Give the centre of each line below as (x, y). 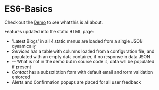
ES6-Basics (28, 9)
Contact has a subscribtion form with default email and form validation (82, 72)
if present (21, 67)
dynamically (24, 46)
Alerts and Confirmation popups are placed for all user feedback (76, 82)
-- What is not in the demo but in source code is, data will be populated (83, 61)
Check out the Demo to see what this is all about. (54, 22)
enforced (21, 77)
